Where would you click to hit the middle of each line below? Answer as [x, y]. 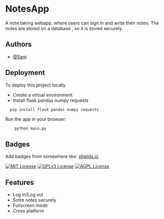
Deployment [25, 73]
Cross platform [28, 211]
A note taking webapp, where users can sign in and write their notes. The [82, 23]
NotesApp [27, 9]
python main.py [31, 129]
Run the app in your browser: [36, 119]
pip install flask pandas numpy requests [54, 109]
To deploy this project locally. [36, 85]
